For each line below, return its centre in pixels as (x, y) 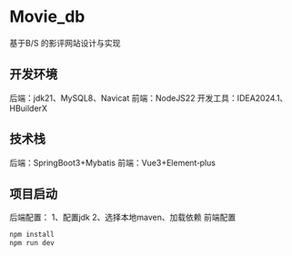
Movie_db (47, 17)
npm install (32, 235)
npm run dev (32, 243)
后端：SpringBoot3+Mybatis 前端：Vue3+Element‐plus (113, 162)
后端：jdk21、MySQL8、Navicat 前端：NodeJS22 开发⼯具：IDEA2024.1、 (149, 98)
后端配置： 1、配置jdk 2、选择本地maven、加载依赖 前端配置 (123, 217)
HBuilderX (29, 108)
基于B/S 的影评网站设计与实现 (65, 43)
